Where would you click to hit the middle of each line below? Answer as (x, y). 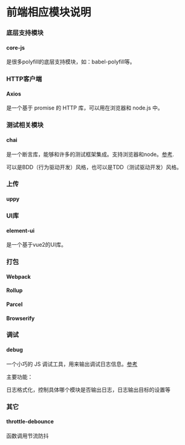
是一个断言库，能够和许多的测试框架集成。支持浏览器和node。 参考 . (90, 154)
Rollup (15, 290)
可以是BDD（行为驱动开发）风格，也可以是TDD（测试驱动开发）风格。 (94, 167)
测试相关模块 (25, 125)
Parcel (15, 304)
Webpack (19, 276)
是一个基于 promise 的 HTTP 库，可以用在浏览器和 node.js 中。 (85, 108)
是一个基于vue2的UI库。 (37, 245)
